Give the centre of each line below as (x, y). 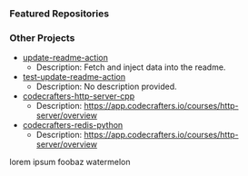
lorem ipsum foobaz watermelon (70, 162)
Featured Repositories (60, 14)
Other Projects (42, 37)
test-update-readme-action (74, 77)
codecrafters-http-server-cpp (79, 96)
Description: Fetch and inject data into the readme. (131, 67)
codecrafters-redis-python (73, 125)
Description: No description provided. (106, 87)
